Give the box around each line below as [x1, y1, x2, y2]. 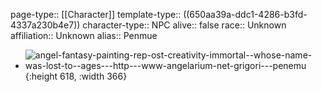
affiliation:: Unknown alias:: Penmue [10, 30, 158, 41]
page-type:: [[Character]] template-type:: [10, 9, 182, 20]
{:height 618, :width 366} [24, 70, 128, 82]
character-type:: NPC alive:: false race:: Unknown [82, 19, 287, 31]
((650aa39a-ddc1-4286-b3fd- [183, 9, 308, 20]
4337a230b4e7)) [10, 19, 81, 31]
